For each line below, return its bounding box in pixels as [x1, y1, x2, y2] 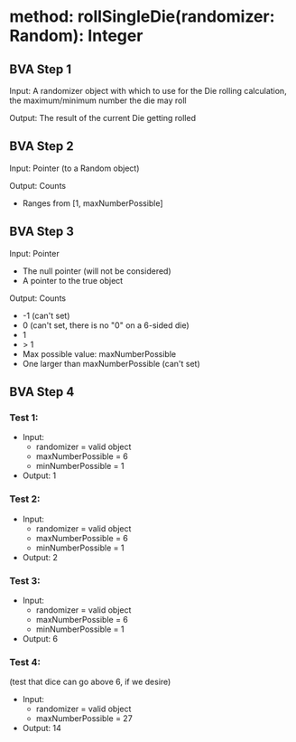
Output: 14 [22, 723, 61, 734]
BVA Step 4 [9, 384, 75, 399]
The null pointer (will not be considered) [22, 265, 171, 277]
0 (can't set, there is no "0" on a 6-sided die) [22, 319, 190, 331]
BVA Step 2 [9, 138, 74, 155]
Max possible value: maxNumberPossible [22, 348, 177, 359]
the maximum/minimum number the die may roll [9, 95, 187, 106]
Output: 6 [22, 633, 59, 643]
